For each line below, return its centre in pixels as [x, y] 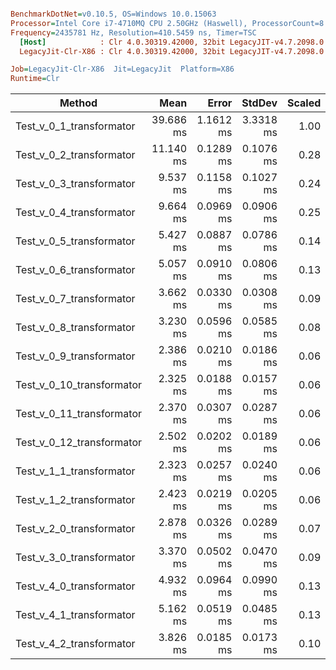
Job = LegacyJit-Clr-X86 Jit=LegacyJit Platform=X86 [122, 69]
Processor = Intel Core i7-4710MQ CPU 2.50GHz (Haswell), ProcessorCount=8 [167, 23]
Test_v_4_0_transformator [75, 586]
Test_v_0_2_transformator [75, 155]
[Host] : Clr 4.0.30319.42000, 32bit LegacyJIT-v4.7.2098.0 [172, 42]
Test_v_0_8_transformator [75, 328]
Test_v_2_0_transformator [75, 529]
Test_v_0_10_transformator [79, 385]
